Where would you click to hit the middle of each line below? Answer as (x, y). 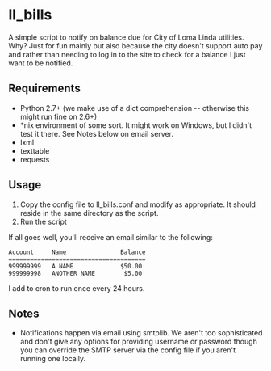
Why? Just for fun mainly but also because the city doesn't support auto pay (135, 45)
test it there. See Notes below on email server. (97, 133)
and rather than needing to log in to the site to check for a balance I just (127, 54)
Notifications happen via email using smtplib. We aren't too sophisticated (141, 333)
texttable (35, 150)
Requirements (44, 89)
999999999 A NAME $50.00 (75, 266)
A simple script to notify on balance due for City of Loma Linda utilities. (126, 37)
